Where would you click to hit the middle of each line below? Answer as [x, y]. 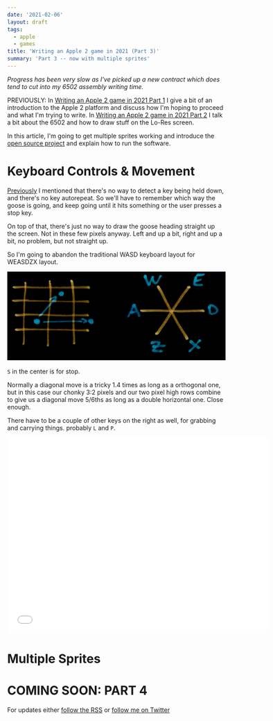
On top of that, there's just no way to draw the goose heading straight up [111, 226]
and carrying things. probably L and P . [61, 428]
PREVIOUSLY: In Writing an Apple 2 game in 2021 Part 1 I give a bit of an [110, 100]
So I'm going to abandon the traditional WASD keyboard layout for [101, 254]
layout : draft [28, 22]
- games [25, 44]
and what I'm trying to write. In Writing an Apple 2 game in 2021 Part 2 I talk [115, 115]
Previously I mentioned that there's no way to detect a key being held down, [115, 191]
